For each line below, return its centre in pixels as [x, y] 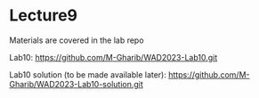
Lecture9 [44, 16]
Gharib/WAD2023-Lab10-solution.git [77, 84]
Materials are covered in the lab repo [77, 40]
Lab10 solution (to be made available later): [88, 74]
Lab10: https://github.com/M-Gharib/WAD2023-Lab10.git [113, 57]
